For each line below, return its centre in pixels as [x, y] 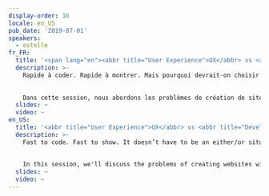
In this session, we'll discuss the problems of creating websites [137, 165]
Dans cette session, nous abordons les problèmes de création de [134, 98]
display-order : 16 [39, 16]
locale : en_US [32, 23]
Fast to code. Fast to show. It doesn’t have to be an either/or [134, 142]
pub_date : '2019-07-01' [48, 30]
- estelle [32, 46]
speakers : [25, 38]
